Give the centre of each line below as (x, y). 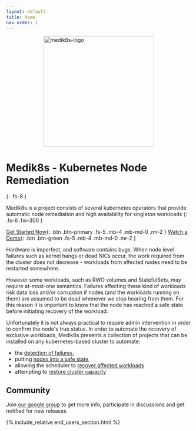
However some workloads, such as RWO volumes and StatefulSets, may (94, 280)
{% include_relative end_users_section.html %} (63, 422)
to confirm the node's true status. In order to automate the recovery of (91, 329)
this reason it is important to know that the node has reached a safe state (95, 305)
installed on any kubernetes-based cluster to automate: (73, 342)
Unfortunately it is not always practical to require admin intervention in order (99, 323)
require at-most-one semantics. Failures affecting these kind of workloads (96, 286)
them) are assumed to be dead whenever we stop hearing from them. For (95, 299)
